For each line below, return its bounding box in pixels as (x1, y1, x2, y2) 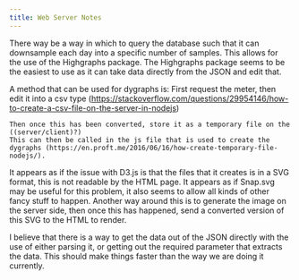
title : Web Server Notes (9, 13, 102, 22)
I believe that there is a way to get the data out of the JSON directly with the (9, 232, 289, 242)
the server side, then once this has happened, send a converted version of (9, 205, 285, 216)
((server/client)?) (9, 127, 82, 137)
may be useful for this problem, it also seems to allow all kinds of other (9, 185, 270, 197)
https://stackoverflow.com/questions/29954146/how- (90, 93, 289, 104)
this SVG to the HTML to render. (9, 214, 127, 225)
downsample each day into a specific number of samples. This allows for (9, 47, 278, 58)
